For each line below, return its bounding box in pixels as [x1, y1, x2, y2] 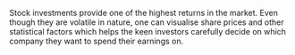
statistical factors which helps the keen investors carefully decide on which [9, 27, 286, 36]
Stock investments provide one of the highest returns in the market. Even [9, 8, 279, 18]
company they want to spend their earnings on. [9, 35, 184, 46]
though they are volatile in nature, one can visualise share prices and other [9, 17, 284, 27]
